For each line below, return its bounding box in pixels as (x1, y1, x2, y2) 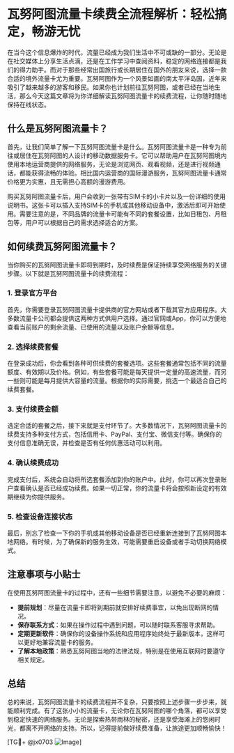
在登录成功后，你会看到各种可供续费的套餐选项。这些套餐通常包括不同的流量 (7, 359, 227, 368)
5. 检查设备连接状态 (7, 511, 73, 521)
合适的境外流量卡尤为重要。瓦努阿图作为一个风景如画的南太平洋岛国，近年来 (7, 74, 227, 82)
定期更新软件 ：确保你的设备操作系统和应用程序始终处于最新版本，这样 (17, 629, 219, 637)
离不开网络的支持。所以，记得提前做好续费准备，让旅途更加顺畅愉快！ (25, 724, 227, 732)
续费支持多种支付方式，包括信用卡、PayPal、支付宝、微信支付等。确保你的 (7, 430, 222, 439)
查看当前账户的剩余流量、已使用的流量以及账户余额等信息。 (7, 323, 178, 331)
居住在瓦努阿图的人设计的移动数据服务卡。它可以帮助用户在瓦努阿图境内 (19, 151, 227, 160)
